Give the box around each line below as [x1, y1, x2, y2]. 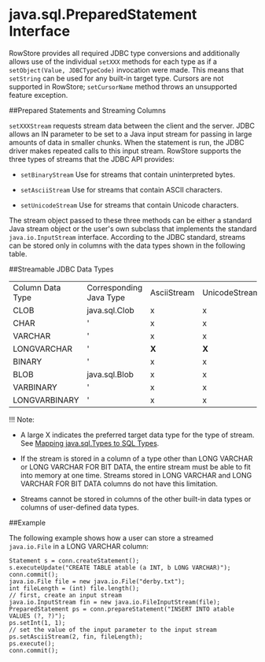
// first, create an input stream [9, 591, 123, 599]
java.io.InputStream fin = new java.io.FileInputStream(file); [9, 598, 221, 606]
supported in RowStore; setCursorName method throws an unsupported [9, 81, 237, 92]
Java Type [86, 292, 125, 303]
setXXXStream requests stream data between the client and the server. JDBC [9, 121, 255, 130]
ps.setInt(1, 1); [9, 619, 66, 626]
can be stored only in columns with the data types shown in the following [9, 241, 246, 250]
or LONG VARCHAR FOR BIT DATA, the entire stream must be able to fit [20, 462, 251, 471]
